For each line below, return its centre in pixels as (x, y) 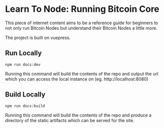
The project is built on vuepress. (38, 38)
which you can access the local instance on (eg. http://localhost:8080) (77, 79)
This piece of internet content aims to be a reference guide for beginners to (82, 23)
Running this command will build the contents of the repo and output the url (82, 74)
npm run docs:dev (23, 64)
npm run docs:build (25, 106)
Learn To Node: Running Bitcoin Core (82, 9)
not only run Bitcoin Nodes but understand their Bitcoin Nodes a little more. (81, 28)
